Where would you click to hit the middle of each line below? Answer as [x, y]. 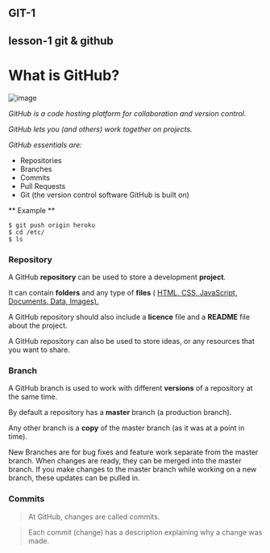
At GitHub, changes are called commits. [94, 517]
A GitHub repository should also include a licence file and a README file [129, 317]
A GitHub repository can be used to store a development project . [117, 277]
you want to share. [39, 350]
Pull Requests [43, 186]
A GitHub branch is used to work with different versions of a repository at [131, 388]
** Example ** [32, 210]
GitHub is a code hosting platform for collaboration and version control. [127, 113]
